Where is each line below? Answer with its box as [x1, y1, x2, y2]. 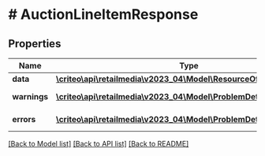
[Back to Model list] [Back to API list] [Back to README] [8, 139, 189, 148]
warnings [12, 91, 49, 102]
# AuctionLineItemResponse [8, 6, 199, 24]
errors [12, 114, 36, 124]
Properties [8, 37, 62, 50]
